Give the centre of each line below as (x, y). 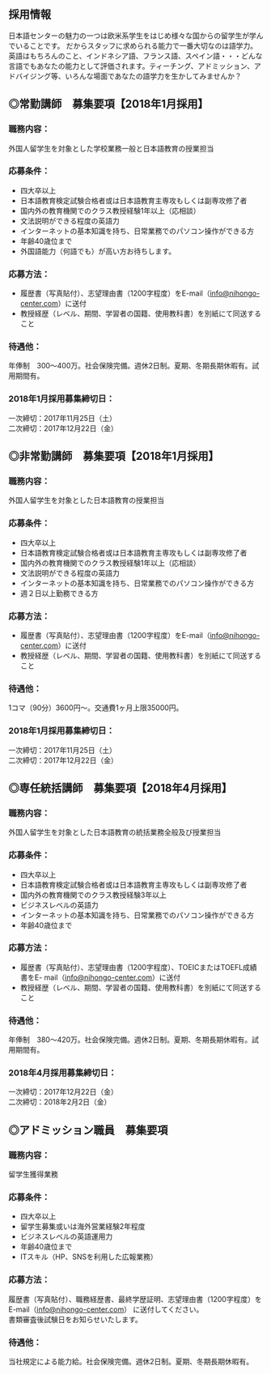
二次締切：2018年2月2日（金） (60, 1102)
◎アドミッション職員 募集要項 (88, 1130)
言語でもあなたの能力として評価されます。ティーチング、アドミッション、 (131, 66)
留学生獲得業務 (33, 1174)
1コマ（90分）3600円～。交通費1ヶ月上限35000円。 (96, 708)
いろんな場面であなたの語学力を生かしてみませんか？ (153, 76)
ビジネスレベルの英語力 (59, 904)
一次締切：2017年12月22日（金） (64, 1092)
